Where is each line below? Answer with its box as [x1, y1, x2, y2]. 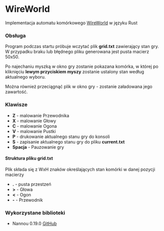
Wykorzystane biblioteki [5, 209, 65, 216]
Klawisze [5, 101, 28, 108]
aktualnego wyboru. [5, 74, 46, 80]
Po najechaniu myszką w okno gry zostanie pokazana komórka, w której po [5, 63, 159, 70]
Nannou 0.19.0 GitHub [12, 221, 57, 227]
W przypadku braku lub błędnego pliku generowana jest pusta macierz [5, 48, 149, 55]
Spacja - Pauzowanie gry [12, 144, 64, 150]
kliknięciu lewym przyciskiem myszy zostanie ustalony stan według [5, 69, 144, 75]
